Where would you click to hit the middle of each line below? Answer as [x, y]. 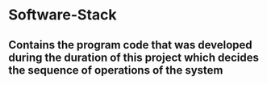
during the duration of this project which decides [134, 57]
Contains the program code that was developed [130, 45]
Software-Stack [63, 15]
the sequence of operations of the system [116, 70]
